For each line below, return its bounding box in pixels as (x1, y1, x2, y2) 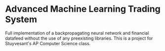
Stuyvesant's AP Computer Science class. (5, 40, 91, 46)
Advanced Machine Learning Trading (5, 3, 161, 15)
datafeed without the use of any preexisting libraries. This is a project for (5, 35, 153, 41)
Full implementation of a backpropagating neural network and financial (5, 30, 149, 36)
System (5, 14, 38, 25)
